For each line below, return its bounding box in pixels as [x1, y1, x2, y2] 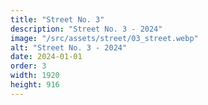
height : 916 [10, 80, 60, 90]
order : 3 [10, 61, 47, 71]
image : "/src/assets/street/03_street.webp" [10, 33, 199, 43]
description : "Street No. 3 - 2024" [10, 24, 163, 34]
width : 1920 [10, 71, 60, 81]
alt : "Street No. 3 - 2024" [10, 42, 128, 53]
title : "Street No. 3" [10, 14, 105, 25]
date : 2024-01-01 [10, 52, 83, 62]
